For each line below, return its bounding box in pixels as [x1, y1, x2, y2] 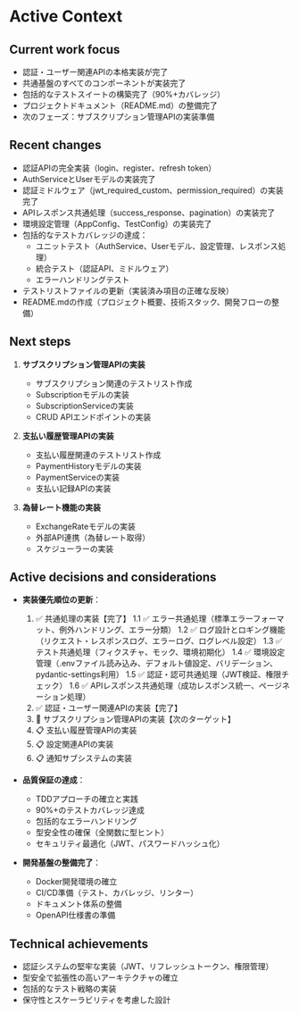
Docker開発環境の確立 [35, 876, 118, 887]
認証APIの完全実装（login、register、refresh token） [21, 163, 217, 173]
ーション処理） [35, 691, 91, 702]
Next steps [9, 334, 71, 349]
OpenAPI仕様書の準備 [35, 909, 116, 921]
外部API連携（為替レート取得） [35, 532, 150, 542]
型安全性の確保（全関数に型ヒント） [35, 827, 170, 838]
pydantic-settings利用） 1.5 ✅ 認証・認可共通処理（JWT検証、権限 [35, 669, 282, 680]
